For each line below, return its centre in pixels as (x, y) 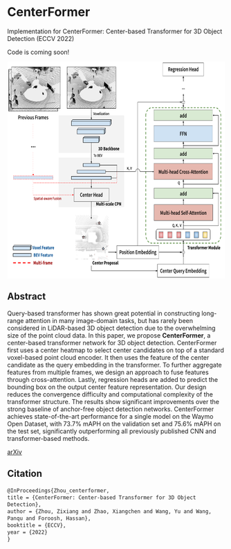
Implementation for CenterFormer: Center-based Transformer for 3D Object (115, 31)
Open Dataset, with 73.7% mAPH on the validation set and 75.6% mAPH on (114, 424)
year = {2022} (28, 532)
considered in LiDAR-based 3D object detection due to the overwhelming (111, 328)
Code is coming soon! (38, 52)
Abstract (27, 296)
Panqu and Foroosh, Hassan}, (49, 518)
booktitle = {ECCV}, (37, 525)
